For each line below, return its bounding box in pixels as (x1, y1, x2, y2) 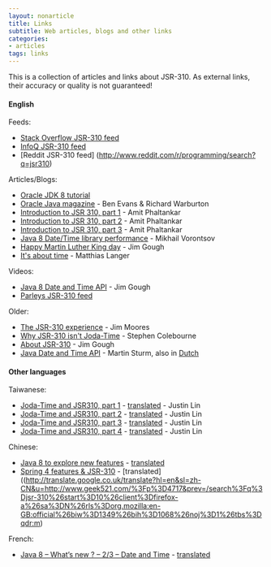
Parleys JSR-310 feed (19, 291, 93, 301)
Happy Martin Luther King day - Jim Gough (19, 242, 165, 252)
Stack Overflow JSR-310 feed (19, 133, 120, 143)
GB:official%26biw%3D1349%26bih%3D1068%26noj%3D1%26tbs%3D (19, 509, 262, 520)
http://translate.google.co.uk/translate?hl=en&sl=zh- (25, 475, 201, 485)
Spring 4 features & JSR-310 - (19, 466, 122, 476)
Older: (8, 306, 30, 317)
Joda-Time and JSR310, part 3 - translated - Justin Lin (19, 418, 203, 427)
